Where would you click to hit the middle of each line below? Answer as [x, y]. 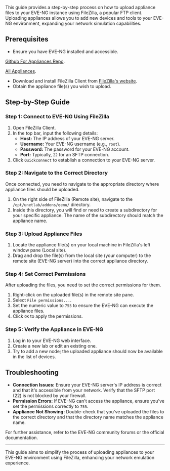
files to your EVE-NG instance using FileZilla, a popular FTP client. [74, 13]
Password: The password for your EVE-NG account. [75, 149]
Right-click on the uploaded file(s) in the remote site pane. [73, 295]
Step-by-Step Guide [37, 102]
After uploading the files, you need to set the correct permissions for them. [83, 285]
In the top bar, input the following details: [55, 133]
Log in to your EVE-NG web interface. [52, 340]
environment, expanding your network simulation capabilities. [77, 23]
